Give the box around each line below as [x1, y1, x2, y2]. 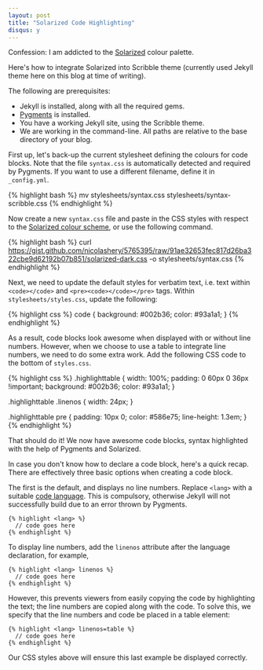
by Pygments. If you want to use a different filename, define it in [8, 167, 215, 177]
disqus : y [8, 26, 41, 34]
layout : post [8, 11, 51, 20]
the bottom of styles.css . [8, 358, 92, 368]
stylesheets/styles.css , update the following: [8, 295, 159, 304]
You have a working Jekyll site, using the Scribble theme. [19, 119, 205, 128]
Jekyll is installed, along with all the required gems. [19, 101, 185, 111]
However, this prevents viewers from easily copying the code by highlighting [8, 594, 255, 603]
